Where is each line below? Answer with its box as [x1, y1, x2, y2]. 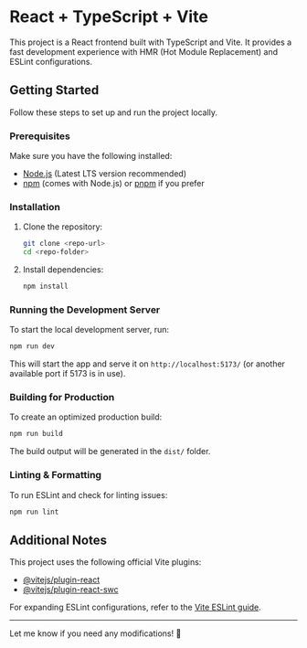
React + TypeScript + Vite [9, 6, 208, 27]
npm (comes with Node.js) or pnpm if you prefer [22, 178, 206, 189]
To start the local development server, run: [9, 324, 170, 335]
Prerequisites [9, 130, 70, 143]
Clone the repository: [22, 221, 103, 232]
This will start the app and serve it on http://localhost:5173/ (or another [9, 358, 286, 369]
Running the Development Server [9, 303, 161, 316]
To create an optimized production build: [9, 411, 163, 422]
